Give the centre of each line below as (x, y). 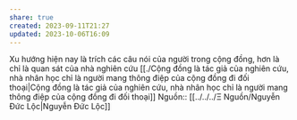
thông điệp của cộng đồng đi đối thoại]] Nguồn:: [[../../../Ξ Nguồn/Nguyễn (144, 97)
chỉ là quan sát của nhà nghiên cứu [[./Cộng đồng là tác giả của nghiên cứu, (149, 68)
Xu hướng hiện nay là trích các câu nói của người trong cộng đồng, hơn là (144, 60)
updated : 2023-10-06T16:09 (59, 34)
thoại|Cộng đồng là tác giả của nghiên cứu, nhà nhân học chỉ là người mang (148, 88)
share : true (31, 17)
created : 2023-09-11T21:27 (59, 26)
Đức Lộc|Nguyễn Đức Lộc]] (60, 107)
